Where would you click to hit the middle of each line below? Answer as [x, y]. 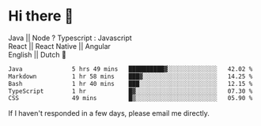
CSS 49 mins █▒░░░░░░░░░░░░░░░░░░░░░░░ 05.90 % [130, 98]
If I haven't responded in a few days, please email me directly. [109, 113]
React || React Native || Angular [59, 46]
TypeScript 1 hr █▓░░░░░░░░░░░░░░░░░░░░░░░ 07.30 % [130, 91]
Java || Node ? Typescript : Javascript [70, 38]
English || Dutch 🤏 [38, 54]
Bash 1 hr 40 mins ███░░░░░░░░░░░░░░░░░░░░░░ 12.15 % [130, 83]
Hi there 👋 [41, 16]
